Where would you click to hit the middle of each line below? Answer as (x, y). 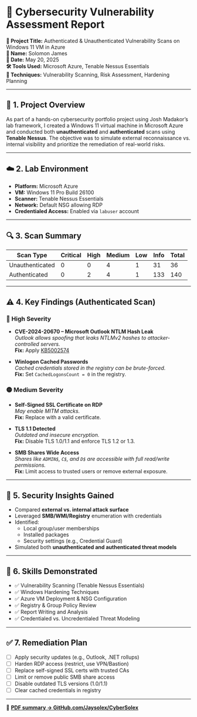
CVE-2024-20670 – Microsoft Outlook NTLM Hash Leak (84, 331)
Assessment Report (55, 24)
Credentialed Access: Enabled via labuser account (77, 211)
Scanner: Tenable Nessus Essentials (59, 198)
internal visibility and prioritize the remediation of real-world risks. (86, 144)
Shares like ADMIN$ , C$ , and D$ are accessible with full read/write (92, 459)
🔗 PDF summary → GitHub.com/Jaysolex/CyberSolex (72, 708)
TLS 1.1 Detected (35, 429)
